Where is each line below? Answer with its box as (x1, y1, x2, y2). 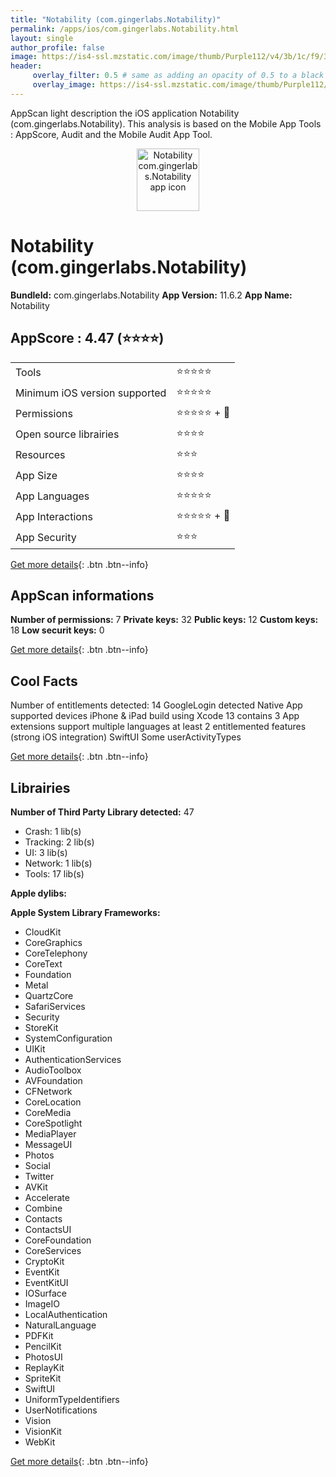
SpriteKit (24, 1372, 62, 1384)
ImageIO (24, 1297, 60, 1310)
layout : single (10, 33, 74, 43)
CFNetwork (24, 1085, 73, 1097)
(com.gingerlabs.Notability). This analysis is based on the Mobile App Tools (10, 117, 322, 130)
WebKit (24, 1436, 56, 1448)
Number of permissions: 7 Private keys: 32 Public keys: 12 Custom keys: (10, 614, 319, 626)
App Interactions (15, 510, 93, 523)
